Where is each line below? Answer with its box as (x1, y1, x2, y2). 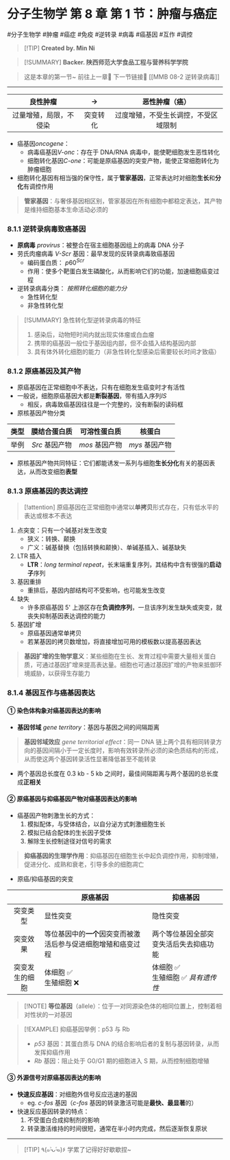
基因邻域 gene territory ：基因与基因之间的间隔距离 (16, 723, 159, 731)
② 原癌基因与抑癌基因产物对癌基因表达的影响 (7, 795, 137, 803)
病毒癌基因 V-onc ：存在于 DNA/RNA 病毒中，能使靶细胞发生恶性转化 (27, 148, 220, 156)
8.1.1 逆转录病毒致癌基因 (7, 224, 86, 234)
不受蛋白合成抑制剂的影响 (27, 1116, 100, 1124)
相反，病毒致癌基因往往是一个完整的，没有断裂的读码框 (27, 400, 183, 408)
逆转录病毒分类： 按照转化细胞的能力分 (16, 284, 127, 292)
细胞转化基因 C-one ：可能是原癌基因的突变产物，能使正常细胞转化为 (27, 156, 220, 164)
